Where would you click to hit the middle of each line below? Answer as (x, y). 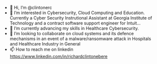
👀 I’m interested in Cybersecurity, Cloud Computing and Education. (77, 13)
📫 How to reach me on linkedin (41, 49)
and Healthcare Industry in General (45, 44)
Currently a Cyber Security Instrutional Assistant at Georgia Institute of (81, 18)
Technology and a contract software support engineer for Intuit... (75, 23)
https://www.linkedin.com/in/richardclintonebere (58, 56)
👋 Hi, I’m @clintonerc (31, 8)
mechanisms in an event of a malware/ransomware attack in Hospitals (80, 39)
